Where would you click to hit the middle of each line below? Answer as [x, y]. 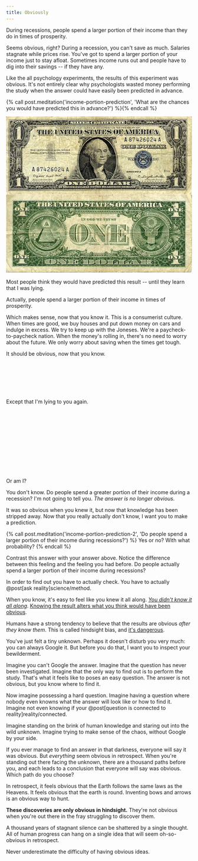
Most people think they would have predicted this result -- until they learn [95, 282]
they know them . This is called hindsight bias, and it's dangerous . [85, 630]
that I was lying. [25, 288]
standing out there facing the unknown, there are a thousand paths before [96, 762]
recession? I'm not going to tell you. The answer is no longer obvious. [90, 498]
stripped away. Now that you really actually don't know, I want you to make [97, 516]
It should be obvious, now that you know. [56, 353]
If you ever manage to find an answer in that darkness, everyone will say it [96, 750]
